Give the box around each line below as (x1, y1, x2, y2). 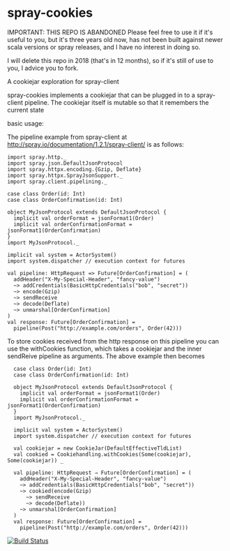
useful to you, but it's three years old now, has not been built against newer (7, 35, 223, 43)
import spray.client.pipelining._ (7, 178, 108, 185)
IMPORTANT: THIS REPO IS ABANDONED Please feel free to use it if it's (7, 28, 213, 36)
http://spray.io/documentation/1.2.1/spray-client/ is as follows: (7, 140, 185, 148)
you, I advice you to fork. (7, 64, 79, 72)
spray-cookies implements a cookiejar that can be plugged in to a (7, 91, 195, 99)
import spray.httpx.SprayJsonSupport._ (7, 172, 123, 179)
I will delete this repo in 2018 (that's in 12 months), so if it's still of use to (7, 56, 214, 64)
